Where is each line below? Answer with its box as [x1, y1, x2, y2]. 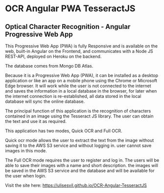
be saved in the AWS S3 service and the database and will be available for [5, 168, 155, 173]
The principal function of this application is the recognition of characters [5, 108, 151, 114]
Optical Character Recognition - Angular [5, 23, 131, 31]
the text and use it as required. [5, 119, 67, 124]
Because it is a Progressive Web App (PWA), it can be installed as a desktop [5, 72, 158, 78]
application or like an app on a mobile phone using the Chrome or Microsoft [5, 78, 158, 83]
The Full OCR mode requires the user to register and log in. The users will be [5, 157, 160, 163]
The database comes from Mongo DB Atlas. [5, 63, 94, 69]
